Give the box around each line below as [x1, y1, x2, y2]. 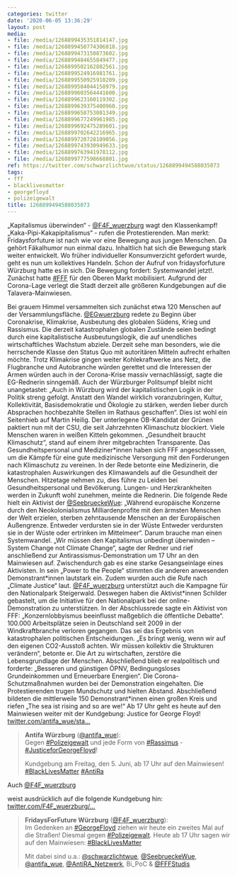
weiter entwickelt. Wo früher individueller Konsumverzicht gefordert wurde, [7, 251, 227, 260]
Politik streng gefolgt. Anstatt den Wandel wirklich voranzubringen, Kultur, [7, 393, 223, 401]
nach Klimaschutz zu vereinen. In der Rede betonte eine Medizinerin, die [7, 461, 219, 469]
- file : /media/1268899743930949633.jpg [7, 143, 129, 150]
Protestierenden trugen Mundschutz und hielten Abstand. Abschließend [7, 687, 217, 695]
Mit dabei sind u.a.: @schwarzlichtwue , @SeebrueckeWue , [24, 852, 197, 860]
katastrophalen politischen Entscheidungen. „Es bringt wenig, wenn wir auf [7, 634, 226, 642]
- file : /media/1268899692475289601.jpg [7, 122, 129, 130]
